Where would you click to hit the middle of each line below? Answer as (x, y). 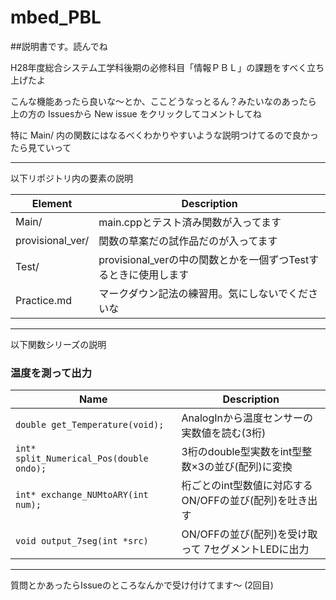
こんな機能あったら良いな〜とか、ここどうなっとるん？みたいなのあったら (163, 101)
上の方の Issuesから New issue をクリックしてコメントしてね (136, 113)
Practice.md (44, 300)
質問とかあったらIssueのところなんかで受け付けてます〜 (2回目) (142, 585)
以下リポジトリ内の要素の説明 (71, 178)
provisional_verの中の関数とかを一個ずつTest (204, 259)
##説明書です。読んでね (59, 46)
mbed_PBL (56, 17)
